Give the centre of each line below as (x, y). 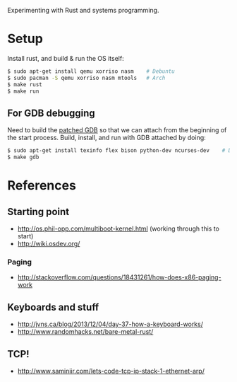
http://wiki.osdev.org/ (49, 244)
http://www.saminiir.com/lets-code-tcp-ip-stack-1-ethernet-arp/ (111, 371)
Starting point (38, 212)
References (42, 186)
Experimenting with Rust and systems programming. (83, 10)
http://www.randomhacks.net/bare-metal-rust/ (85, 332)
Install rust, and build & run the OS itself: (66, 58)
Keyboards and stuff (53, 307)
